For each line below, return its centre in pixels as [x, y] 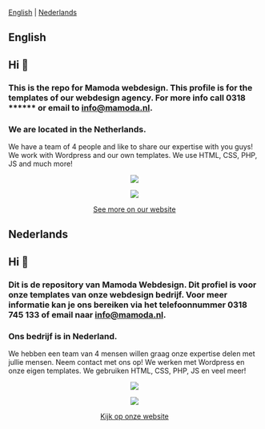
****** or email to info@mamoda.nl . [81, 107]
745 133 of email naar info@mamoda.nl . [87, 314]
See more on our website [135, 209]
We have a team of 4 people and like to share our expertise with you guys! [131, 147]
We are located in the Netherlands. [77, 129]
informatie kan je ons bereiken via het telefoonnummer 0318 [128, 305]
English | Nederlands [43, 12]
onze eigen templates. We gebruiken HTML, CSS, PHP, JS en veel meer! [127, 370]
